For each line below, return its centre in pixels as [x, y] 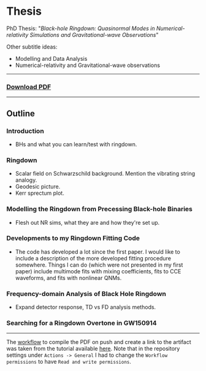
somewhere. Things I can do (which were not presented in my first [99, 265]
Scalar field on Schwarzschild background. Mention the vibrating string [105, 174]
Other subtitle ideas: [32, 47]
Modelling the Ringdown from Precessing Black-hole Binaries [100, 209]
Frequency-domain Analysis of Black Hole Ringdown [86, 294]
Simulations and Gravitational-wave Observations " [94, 34]
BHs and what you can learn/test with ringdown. [76, 144]
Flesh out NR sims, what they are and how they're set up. [87, 222]
